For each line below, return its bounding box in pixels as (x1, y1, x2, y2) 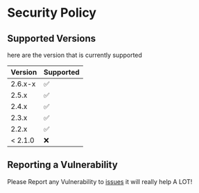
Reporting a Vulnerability (7, 159, 118, 171)
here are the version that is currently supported (7, 51, 142, 59)
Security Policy (7, 5, 97, 21)
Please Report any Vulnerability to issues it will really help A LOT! (7, 177, 193, 185)
